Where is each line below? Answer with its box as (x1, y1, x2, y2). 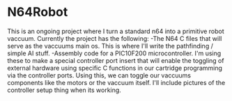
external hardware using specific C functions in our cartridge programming (7, 64, 223, 72)
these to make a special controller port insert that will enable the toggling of (7, 56, 224, 64)
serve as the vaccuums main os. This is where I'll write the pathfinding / (7, 42, 214, 50)
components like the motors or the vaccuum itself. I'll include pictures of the (7, 78, 226, 86)
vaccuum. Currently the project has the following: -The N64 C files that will (7, 34, 222, 42)
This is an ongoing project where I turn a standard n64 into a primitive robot (7, 27, 224, 35)
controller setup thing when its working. (7, 86, 122, 94)
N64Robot (7, 4, 68, 20)
